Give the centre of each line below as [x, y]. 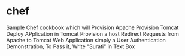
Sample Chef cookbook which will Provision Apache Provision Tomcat [92, 27]
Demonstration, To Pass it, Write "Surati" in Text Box [71, 46]
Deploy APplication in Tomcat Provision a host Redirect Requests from [93, 33]
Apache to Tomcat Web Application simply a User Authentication [86, 40]
